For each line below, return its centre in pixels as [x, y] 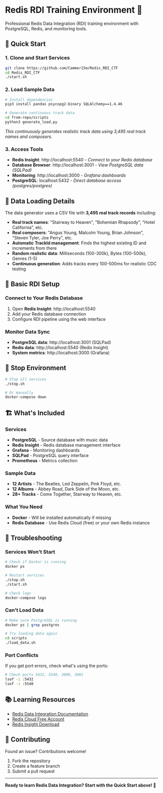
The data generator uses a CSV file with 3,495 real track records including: [81, 213]
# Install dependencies [29, 99]
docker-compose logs [26, 598]
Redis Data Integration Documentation [50, 714]
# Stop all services [26, 379]
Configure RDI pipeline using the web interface [59, 319]
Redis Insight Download [36, 724]
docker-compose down [26, 397]
